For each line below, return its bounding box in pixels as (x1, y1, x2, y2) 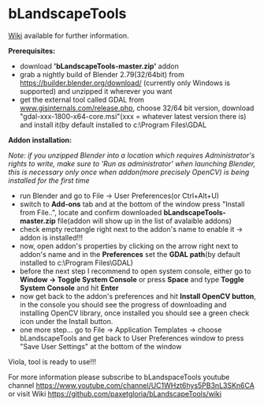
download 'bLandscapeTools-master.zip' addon (19, 61, 180, 71)
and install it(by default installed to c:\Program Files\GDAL (19, 120, 207, 129)
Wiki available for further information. (8, 31, 129, 40)
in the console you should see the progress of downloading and (19, 300, 227, 309)
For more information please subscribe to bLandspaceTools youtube (8, 372, 230, 382)
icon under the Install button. (19, 316, 113, 326)
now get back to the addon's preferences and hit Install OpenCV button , (19, 291, 256, 300)
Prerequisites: (8, 46, 56, 55)
